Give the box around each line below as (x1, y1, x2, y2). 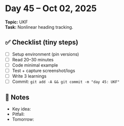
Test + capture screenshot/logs (12, 68, 75, 73)
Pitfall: (12, 111, 25, 117)
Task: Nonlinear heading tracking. (5, 24, 73, 30)
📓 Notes (5, 93, 30, 101)
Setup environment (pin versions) (12, 51, 79, 57)
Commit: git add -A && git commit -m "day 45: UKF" (12, 79, 120, 85)
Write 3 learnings (12, 73, 47, 79)
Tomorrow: (12, 116, 34, 122)
